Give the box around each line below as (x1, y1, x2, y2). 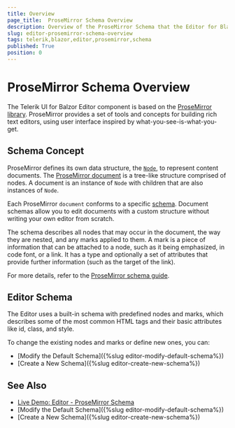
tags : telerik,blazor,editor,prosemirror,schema (7, 36, 152, 43)
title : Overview (7, 10, 55, 17)
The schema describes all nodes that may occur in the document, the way (7, 228, 221, 236)
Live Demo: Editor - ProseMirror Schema (17, 398, 135, 406)
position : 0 (7, 50, 42, 57)
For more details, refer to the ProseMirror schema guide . (7, 271, 170, 280)
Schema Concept (7, 145, 85, 157)
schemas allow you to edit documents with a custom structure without (7, 207, 210, 215)
